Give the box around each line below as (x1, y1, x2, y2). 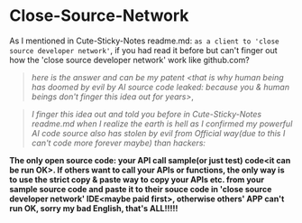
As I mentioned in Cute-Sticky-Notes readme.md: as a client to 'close (9, 35, 279, 46)
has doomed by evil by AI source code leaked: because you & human (31, 81, 290, 92)
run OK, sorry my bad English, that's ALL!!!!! (9, 202, 178, 213)
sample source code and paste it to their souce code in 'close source (9, 183, 272, 194)
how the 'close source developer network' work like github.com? (9, 54, 250, 65)
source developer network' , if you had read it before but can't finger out (9, 44, 278, 55)
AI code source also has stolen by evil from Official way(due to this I (31, 127, 286, 138)
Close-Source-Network (9, 5, 189, 26)
